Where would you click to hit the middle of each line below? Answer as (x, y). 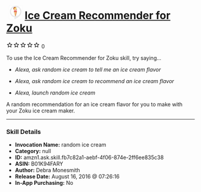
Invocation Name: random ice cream (60, 145)
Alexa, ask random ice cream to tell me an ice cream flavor (88, 69)
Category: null (33, 151)
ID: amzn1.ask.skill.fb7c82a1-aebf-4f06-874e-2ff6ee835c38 (89, 157)
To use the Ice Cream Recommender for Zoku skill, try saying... (84, 58)
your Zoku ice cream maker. (41, 111)
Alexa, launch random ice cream (55, 93)
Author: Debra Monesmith (48, 170)
